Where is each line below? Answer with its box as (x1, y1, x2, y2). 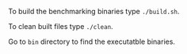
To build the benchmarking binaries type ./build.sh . (8, 7, 180, 16)
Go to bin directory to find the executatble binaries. (8, 37, 176, 46)
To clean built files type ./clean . (8, 22, 113, 31)
